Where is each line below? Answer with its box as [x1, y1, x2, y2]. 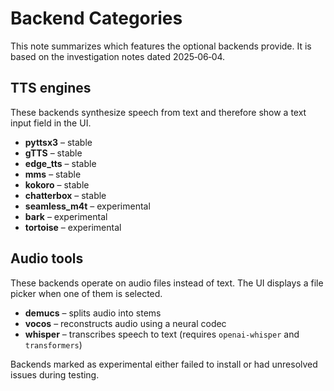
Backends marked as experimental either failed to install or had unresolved [10, 358, 318, 370]
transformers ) [24, 338, 83, 351]
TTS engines [10, 80, 92, 97]
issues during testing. [10, 368, 100, 381]
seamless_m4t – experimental [24, 200, 151, 212]
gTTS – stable [24, 147, 83, 159]
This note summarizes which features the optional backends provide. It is [10, 40, 312, 52]
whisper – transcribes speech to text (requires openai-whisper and [24, 328, 300, 340]
